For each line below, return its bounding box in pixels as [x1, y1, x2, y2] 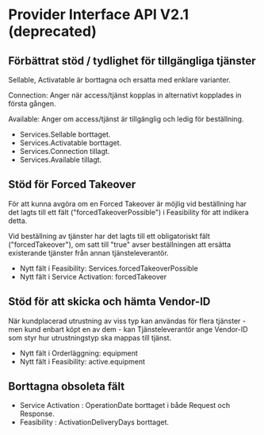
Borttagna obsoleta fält [8, 379, 125, 394]
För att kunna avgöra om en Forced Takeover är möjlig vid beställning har [8, 198, 247, 208]
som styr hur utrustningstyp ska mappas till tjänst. [8, 333, 172, 342]
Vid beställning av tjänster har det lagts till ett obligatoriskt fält [8, 231, 210, 241]
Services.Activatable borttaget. [19, 138, 122, 148]
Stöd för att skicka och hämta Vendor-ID [8, 295, 211, 309]
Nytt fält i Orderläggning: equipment [19, 348, 138, 358]
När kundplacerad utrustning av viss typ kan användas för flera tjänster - [8, 316, 246, 325]
